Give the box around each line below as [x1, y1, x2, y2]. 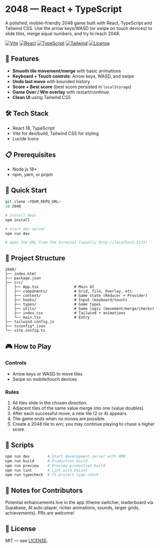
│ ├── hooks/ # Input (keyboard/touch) [5, 298, 128, 303]
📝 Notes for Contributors [5, 486, 83, 495]
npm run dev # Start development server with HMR [5, 454, 126, 459]
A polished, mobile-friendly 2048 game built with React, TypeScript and [5, 20, 153, 26]
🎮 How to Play [5, 342, 52, 350]
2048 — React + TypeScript [5, 3, 122, 15]
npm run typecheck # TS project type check [5, 472, 99, 477]
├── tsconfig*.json [5, 324, 46, 329]
